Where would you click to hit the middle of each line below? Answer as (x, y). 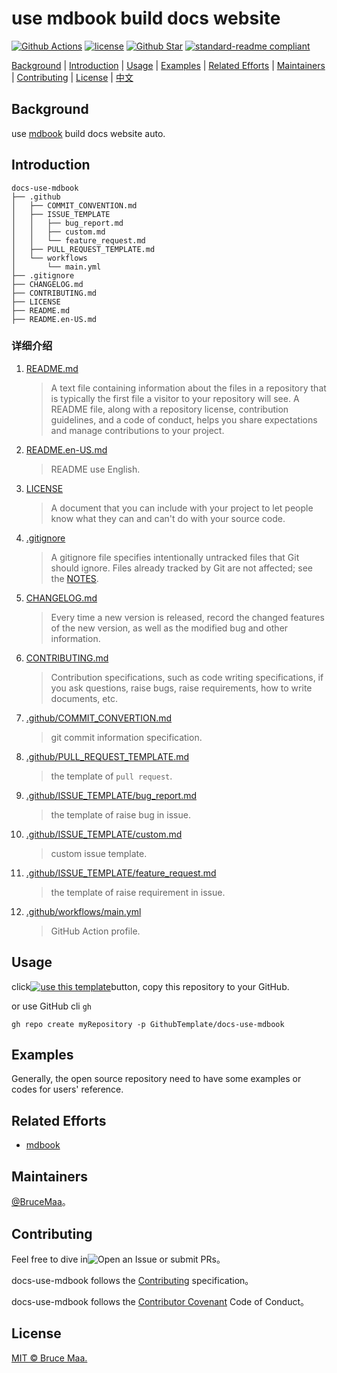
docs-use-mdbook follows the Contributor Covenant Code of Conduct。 (160, 1301)
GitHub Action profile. (95, 931)
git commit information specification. (126, 737)
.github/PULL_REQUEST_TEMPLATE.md (107, 756)
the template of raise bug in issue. (120, 814)
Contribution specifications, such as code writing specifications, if (187, 677)
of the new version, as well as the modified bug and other (169, 628)
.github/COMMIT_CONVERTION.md (99, 718)
